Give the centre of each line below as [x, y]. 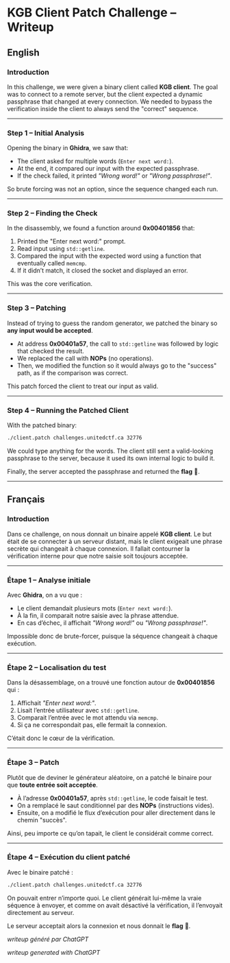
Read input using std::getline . [61, 249]
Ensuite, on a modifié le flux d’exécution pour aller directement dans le [116, 812]
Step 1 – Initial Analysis [46, 133]
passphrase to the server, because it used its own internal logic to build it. [111, 458]
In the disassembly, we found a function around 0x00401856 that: [101, 228]
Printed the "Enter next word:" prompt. [71, 241]
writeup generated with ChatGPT [54, 952]
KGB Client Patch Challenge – [92, 13]
